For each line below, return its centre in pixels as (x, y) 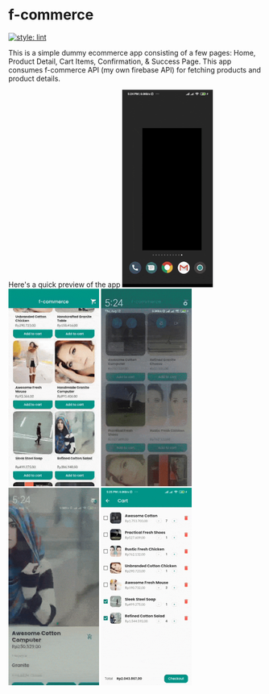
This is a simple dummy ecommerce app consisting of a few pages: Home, (132, 52)
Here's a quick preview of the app (64, 285)
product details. (34, 78)
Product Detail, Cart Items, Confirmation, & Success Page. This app (120, 61)
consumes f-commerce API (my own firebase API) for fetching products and (135, 69)
